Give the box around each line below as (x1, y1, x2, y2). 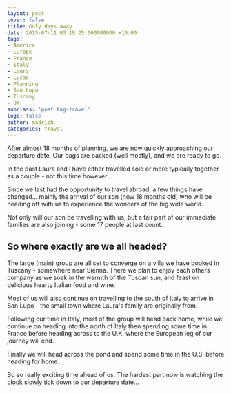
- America (7, 42, 36, 49)
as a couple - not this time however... (7, 172, 112, 180)
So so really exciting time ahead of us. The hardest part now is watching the (7, 371, 223, 379)
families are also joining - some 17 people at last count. (7, 221, 163, 229)
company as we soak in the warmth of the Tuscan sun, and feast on (7, 273, 200, 282)
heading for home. (7, 357, 60, 365)
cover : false (7, 17, 45, 23)
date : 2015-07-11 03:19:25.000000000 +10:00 (7, 29, 137, 36)
